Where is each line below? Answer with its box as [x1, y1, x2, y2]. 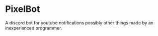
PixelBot [5, 3, 40, 15]
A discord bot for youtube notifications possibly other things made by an [5, 20, 154, 26]
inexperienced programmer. [5, 25, 62, 31]
